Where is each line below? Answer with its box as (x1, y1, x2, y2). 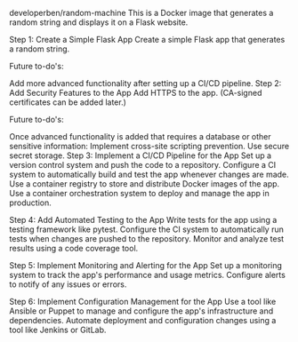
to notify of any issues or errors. (9, 279, 127, 290)
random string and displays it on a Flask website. (9, 17, 189, 28)
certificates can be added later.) (9, 97, 127, 107)
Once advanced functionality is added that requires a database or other (9, 131, 271, 141)
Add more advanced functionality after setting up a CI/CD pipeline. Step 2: (9, 78, 282, 88)
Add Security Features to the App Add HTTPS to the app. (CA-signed (9, 88, 262, 98)
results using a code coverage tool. (9, 243, 139, 253)
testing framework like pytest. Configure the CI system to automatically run (9, 224, 285, 235)
